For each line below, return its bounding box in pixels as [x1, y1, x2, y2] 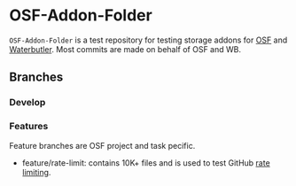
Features [9, 120, 49, 133]
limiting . [21, 167, 51, 177]
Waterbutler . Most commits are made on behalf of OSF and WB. [9, 43, 242, 54]
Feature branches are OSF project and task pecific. [9, 140, 196, 151]
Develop [9, 97, 46, 109]
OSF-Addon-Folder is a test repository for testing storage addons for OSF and [9, 35, 288, 45]
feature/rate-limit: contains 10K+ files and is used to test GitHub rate [21, 157, 270, 168]
